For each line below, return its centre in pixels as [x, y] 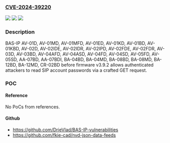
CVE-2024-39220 [28, 7]
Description [20, 32]
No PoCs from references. [32, 107]
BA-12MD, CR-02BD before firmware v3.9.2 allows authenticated [86, 65]
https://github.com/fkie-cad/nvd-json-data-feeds [64, 135]
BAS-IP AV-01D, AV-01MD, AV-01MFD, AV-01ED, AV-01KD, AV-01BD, [76, 43]
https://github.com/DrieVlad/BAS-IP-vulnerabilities [65, 130]
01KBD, [13, 48]
